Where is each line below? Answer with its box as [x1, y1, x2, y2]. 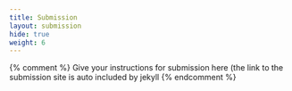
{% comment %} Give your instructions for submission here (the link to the [9, 62, 284, 73]
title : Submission [9, 12, 78, 22]
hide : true [9, 29, 50, 38]
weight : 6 [9, 37, 46, 47]
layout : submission [9, 21, 82, 30]
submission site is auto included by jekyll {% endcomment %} [9, 72, 237, 83]
